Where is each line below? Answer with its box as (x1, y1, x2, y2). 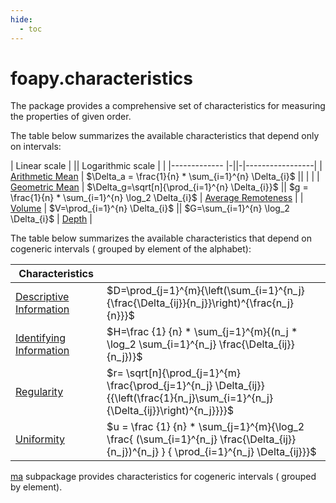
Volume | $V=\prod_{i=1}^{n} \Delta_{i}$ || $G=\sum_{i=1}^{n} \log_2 (10, 202, 290, 215)
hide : (10, 14, 33, 25)
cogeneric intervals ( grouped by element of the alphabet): (10, 243, 252, 255)
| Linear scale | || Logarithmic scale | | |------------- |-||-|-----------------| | (10, 160, 323, 172)
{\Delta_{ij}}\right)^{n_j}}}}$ (106, 404, 234, 418)
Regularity (15, 385, 64, 399)
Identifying (15, 331, 67, 345)
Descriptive (15, 290, 70, 304)
